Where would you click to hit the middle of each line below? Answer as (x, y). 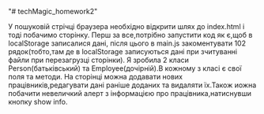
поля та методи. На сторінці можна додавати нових (96, 77)
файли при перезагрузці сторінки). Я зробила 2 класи (99, 60)
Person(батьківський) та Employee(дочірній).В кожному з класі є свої (125, 68)
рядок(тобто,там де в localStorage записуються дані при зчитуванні (123, 51)
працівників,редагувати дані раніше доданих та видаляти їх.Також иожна (132, 85)
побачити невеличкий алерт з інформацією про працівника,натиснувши (130, 93)
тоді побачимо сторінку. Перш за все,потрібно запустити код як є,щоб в (130, 35)
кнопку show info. (38, 102)
